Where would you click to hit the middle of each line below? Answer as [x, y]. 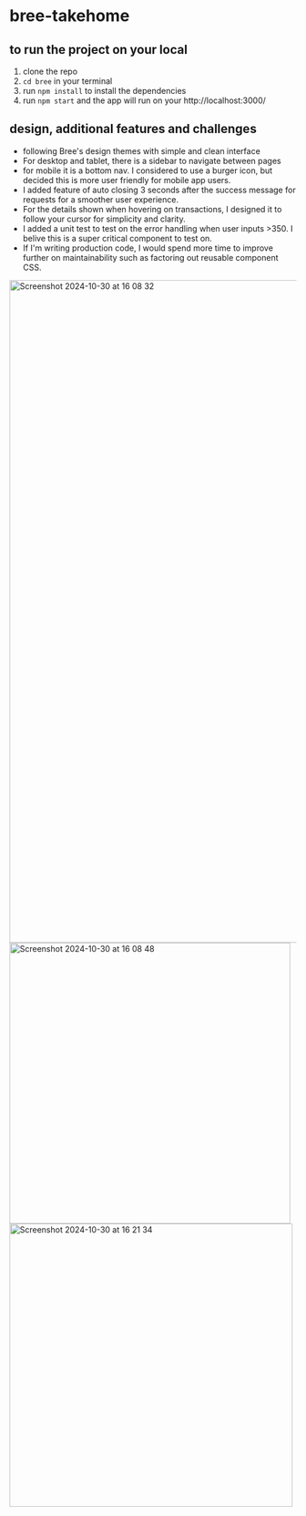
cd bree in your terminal [67, 81]
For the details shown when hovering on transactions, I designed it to [152, 209]
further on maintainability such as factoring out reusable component [151, 257]
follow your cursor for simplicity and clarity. [104, 219]
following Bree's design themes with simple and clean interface [142, 150]
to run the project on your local [99, 50]
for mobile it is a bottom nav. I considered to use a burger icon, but [148, 170]
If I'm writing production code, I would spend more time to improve [148, 248]
